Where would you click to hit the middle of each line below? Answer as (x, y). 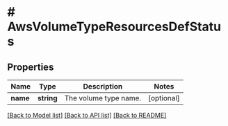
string (47, 98)
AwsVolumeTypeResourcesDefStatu (114, 27)
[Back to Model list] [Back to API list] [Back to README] (87, 115)
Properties (31, 67)
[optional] (164, 98)
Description (103, 86)
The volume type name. (103, 98)
